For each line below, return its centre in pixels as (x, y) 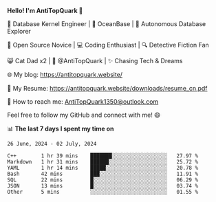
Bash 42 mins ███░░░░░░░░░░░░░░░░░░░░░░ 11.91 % (102, 174)
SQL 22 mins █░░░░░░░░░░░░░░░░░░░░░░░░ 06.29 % (102, 180)
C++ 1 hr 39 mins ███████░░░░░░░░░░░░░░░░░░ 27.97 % (102, 156)
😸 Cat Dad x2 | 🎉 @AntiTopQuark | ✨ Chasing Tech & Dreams (95, 61)
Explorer (19, 31)
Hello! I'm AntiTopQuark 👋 (45, 11)
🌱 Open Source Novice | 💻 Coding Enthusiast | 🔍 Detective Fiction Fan (108, 45)
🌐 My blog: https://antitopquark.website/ (65, 75)
